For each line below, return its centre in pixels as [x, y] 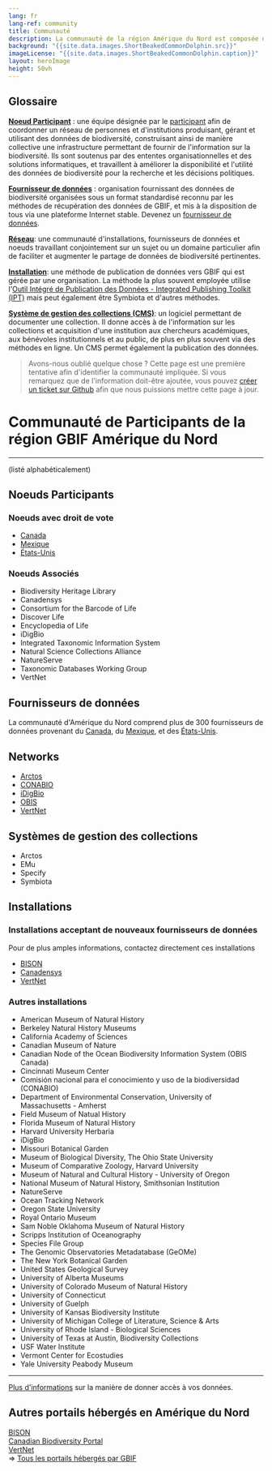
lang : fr [23, 16]
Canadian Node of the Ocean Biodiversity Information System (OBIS [133, 1053]
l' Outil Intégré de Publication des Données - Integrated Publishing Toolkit [130, 289]
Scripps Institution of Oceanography [81, 1234]
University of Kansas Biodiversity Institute [90, 1312]
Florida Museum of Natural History [78, 1122]
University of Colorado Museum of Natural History [104, 1286]
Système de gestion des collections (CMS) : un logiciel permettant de [125, 313]
